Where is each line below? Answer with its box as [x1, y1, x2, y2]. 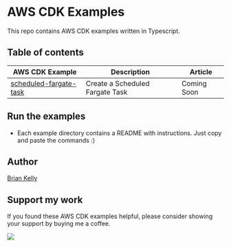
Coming [181, 78, 208, 88]
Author [7, 156, 38, 167]
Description [111, 67, 150, 76]
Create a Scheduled [85, 78, 150, 88]
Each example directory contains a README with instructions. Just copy [16, 128, 222, 137]
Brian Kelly [7, 174, 38, 183]
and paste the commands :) [16, 136, 95, 144]
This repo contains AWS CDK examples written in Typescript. [7, 27, 181, 35]
